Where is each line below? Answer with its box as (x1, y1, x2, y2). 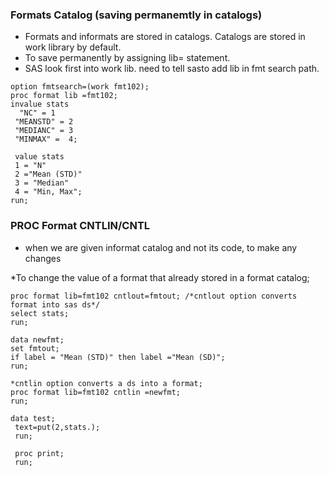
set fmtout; (10, 343, 60, 353)
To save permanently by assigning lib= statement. (24, 52, 231, 64)
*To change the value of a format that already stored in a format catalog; (10, 271, 310, 283)
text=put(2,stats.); (14, 422, 101, 432)
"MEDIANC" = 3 (14, 126, 74, 136)
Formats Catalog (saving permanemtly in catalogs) (10, 8, 263, 22)
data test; (10, 413, 56, 423)
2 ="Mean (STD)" (14, 169, 83, 180)
